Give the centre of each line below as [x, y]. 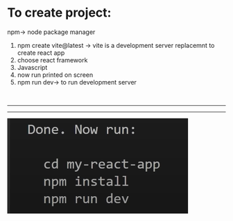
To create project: [59, 13]
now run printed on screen [55, 75]
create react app [41, 53]
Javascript [32, 67]
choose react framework [52, 60]
